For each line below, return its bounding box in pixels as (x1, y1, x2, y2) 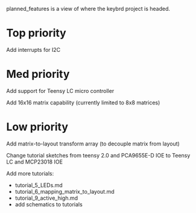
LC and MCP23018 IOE (6, 158, 63, 165)
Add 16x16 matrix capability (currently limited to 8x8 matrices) (6, 99, 160, 106)
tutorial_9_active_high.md (14, 194, 78, 202)
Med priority (6, 68, 70, 81)
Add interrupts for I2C (6, 46, 61, 53)
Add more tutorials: (6, 170, 54, 177)
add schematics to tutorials (14, 200, 83, 208)
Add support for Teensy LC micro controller (6, 87, 115, 94)
